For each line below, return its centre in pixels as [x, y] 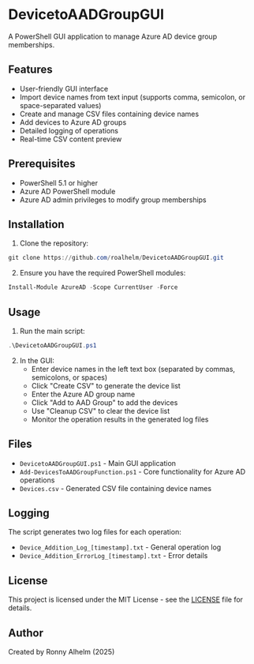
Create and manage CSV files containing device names [109, 114]
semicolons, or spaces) [69, 377]
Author [26, 633]
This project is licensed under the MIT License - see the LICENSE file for [125, 600]
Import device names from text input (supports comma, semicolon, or [133, 97]
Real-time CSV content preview [71, 139]
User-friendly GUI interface [64, 88]
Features [30, 70]
